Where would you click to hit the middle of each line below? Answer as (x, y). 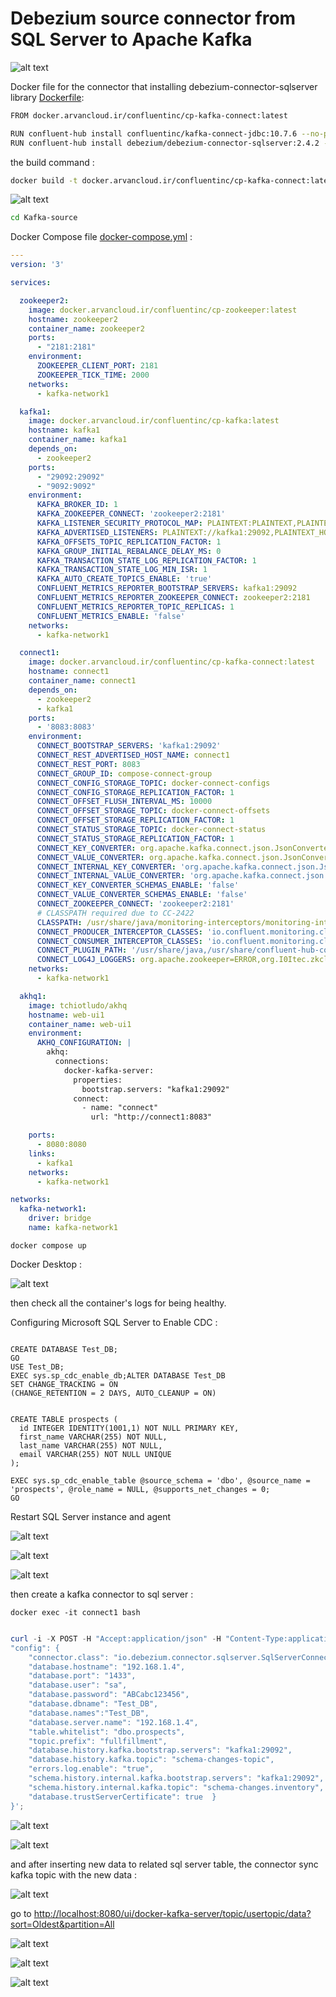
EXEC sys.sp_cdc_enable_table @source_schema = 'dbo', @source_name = (160, 1480)
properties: (98, 1080)
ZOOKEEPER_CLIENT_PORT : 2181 (97, 366)
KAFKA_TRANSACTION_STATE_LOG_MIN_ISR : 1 (122, 570)
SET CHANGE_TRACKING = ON (64, 1384)
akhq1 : (33, 996)
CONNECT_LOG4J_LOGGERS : (86, 960)
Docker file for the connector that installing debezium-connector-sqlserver (164, 86)
